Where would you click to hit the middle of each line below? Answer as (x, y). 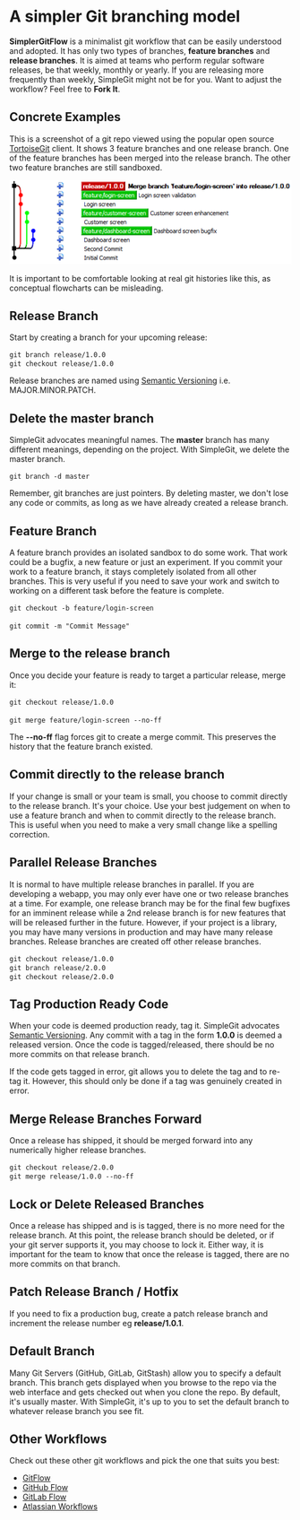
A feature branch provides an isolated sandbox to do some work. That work (149, 552)
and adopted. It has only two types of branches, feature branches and (140, 50)
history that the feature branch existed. (81, 746)
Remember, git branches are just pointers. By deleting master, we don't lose (149, 493)
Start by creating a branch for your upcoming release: (108, 337)
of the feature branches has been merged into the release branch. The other (150, 158)
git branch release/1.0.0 (57, 355)
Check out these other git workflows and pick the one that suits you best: (145, 1461)
